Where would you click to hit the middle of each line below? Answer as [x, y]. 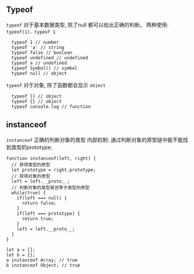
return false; [39, 203]
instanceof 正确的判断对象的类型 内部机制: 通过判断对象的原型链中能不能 [95, 140]
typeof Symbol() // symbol [45, 68]
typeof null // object [39, 73]
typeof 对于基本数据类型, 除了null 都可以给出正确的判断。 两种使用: [88, 25]
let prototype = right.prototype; [54, 170]
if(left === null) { [42, 198]
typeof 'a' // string [38, 47]
